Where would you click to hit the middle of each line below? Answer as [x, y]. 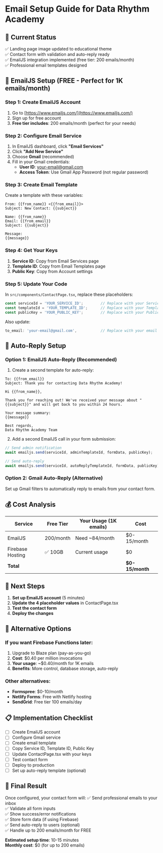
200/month [57, 538]
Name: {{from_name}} [26, 217]
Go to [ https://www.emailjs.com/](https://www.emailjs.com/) [72, 113]
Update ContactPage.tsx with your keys [52, 754]
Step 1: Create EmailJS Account [43, 102]
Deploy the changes [33, 614]
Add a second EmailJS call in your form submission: [64, 439]
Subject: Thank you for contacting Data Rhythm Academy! [64, 383]
